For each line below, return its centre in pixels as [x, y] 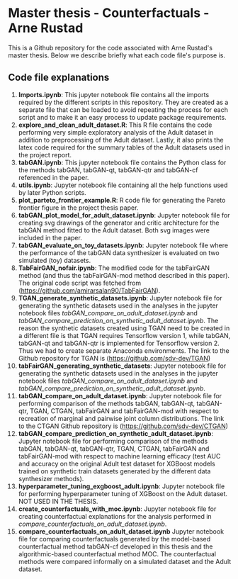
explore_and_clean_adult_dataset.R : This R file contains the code [115, 125]
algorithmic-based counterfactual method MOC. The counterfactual [117, 553]
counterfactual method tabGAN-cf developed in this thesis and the [115, 546]
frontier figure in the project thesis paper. [78, 208]
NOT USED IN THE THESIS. [58, 501]
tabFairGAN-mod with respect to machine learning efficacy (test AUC [119, 456]
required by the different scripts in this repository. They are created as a [123, 102]
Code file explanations [59, 78]
